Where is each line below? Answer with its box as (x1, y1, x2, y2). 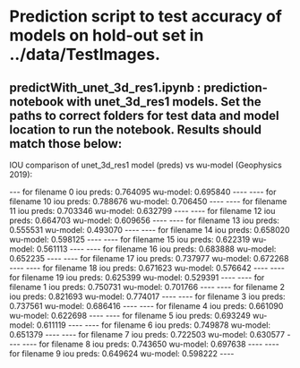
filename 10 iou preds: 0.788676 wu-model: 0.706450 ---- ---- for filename (9, 196, 287, 207)
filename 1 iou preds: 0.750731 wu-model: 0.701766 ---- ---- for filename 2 (9, 282, 285, 292)
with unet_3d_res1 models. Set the (66, 94, 261, 109)
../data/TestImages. (9, 45, 161, 64)
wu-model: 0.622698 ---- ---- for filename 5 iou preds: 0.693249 (9, 311, 251, 321)
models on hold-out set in (9, 25, 204, 46)
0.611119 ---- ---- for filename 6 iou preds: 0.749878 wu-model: (36, 320, 271, 330)
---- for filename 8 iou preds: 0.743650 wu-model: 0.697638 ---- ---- (21, 338, 279, 349)
